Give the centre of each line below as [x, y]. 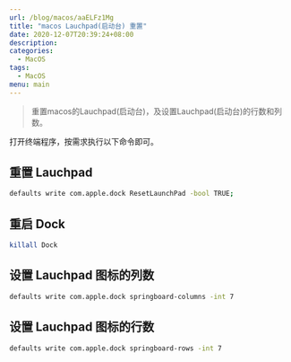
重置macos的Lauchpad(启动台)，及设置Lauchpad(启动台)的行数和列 [157, 111]
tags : [19, 68]
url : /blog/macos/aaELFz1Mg [62, 18]
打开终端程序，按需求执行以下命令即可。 [84, 141]
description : [34, 43]
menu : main [30, 84]
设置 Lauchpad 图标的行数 [82, 327]
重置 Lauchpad [51, 173]
